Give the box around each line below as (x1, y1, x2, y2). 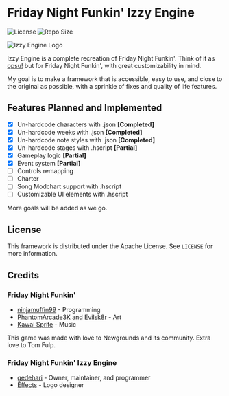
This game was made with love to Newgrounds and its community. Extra (7, 333, 211, 342)
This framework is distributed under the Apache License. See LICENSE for (7, 242, 213, 250)
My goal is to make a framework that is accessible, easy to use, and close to (7, 74, 223, 83)
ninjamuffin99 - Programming (16, 305, 101, 313)
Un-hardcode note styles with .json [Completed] (16, 135, 156, 144)
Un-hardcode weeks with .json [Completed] (16, 128, 143, 136)
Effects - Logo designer (16, 381, 84, 389)
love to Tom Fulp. (7, 340, 56, 349)
